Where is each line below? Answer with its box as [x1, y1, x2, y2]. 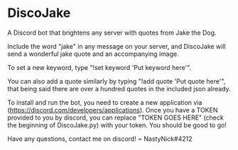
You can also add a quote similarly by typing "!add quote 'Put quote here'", [7, 76, 226, 86]
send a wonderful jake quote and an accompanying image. [7, 50, 179, 58]
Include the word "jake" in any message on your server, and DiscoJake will [7, 42, 226, 50]
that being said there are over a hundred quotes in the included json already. [7, 84, 231, 93]
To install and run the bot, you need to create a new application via [7, 98, 202, 107]
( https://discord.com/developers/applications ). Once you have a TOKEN [7, 105, 218, 114]
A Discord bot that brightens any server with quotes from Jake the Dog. [7, 28, 217, 37]
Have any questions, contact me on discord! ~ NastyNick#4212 [7, 134, 193, 143]
